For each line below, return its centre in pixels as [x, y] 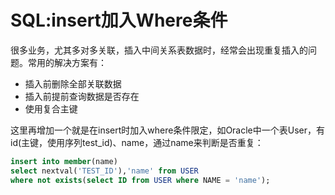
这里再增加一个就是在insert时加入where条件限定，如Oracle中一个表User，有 [168, 130]
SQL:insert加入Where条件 [119, 20]
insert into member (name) [64, 161]
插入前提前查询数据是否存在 [82, 96]
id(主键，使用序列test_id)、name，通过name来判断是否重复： [137, 142]
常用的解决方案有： [67, 62]
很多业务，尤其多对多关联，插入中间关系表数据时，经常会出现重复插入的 [159, 50]
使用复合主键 [51, 108]
